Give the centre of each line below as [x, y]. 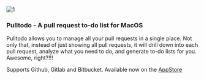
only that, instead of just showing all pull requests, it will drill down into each [102, 45]
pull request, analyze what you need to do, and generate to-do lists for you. [102, 52]
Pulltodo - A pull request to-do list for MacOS [75, 25]
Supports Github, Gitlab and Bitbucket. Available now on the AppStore [94, 70]
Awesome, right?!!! [30, 58]
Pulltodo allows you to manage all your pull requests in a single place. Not [99, 38]
